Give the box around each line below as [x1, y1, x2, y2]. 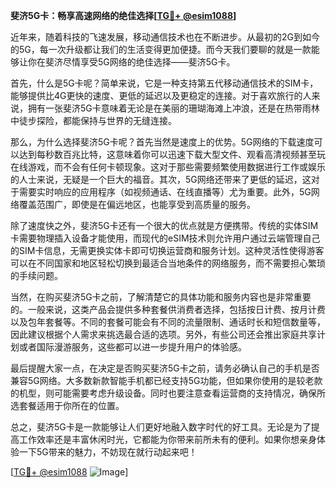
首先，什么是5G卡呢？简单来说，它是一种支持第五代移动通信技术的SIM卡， [10, 77, 319, 89]
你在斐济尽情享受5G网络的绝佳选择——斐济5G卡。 [27, 56, 236, 68]
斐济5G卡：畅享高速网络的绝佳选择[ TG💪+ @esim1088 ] [10, 10, 237, 21]
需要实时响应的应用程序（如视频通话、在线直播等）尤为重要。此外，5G [18, 186, 312, 198]
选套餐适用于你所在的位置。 [10, 400, 125, 411]
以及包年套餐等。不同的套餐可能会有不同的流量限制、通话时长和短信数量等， [10, 316, 326, 328]
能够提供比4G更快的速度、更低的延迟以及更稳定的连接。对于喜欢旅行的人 [10, 90, 312, 101]
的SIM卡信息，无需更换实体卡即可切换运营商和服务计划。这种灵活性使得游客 [10, 245, 325, 256]
